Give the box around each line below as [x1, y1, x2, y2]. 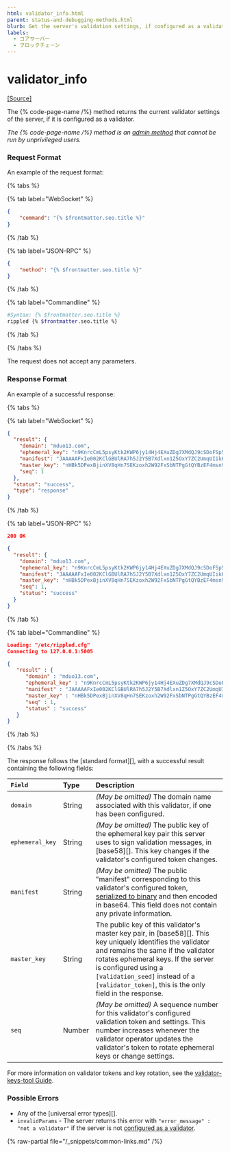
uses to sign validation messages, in [95, 837, 212, 847]
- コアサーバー [13, 36, 50, 43]
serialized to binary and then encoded [95, 892, 218, 901]
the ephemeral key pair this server [95, 829, 206, 839]
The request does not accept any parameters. [7, 357, 137, 365]
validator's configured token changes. [95, 855, 218, 864]
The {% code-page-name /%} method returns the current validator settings [7, 107, 220, 115]
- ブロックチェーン [13, 42, 60, 49]
